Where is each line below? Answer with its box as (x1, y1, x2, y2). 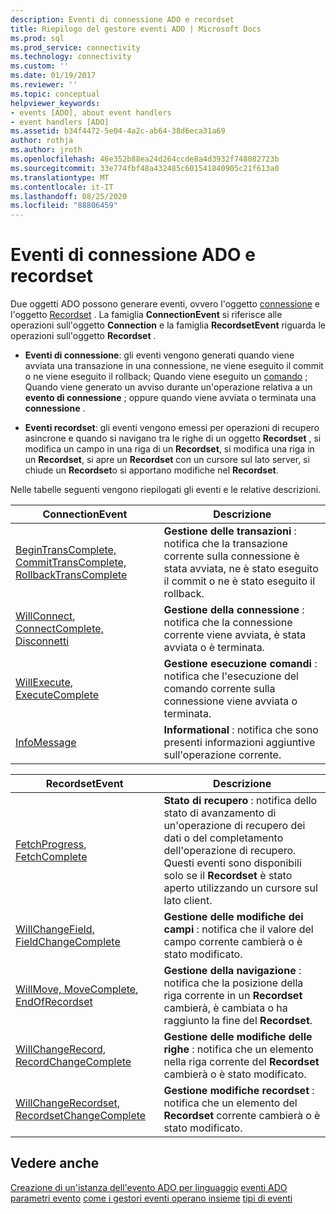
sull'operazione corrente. (163, 748, 282, 762)
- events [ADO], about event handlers (10, 107, 172, 118)
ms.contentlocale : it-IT (10, 182, 114, 192)
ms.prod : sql (10, 33, 65, 43)
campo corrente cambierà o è (163, 935, 303, 949)
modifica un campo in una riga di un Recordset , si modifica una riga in (24, 443, 315, 455)
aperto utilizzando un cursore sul (163, 881, 318, 895)
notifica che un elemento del (163, 1096, 298, 1110)
